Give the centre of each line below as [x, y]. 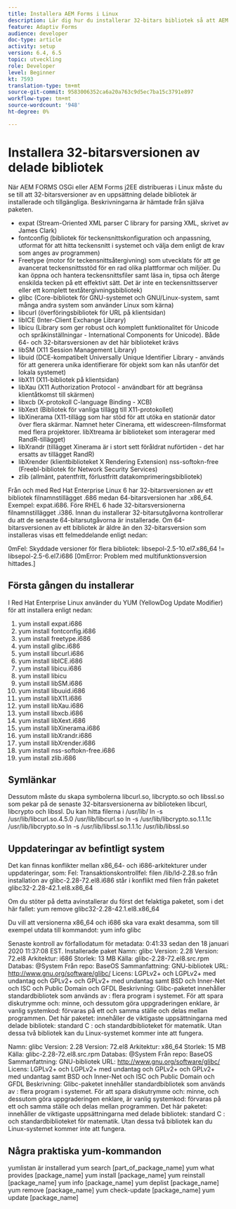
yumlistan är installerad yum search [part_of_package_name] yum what [111, 1168]
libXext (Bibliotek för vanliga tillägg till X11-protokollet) [96, 409]
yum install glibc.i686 [49, 646]
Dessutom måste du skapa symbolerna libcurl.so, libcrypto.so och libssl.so [116, 797]
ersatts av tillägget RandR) [56, 454]
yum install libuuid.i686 [52, 691]
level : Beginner [32, 72]
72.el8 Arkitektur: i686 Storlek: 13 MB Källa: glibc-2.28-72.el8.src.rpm [109, 958]
